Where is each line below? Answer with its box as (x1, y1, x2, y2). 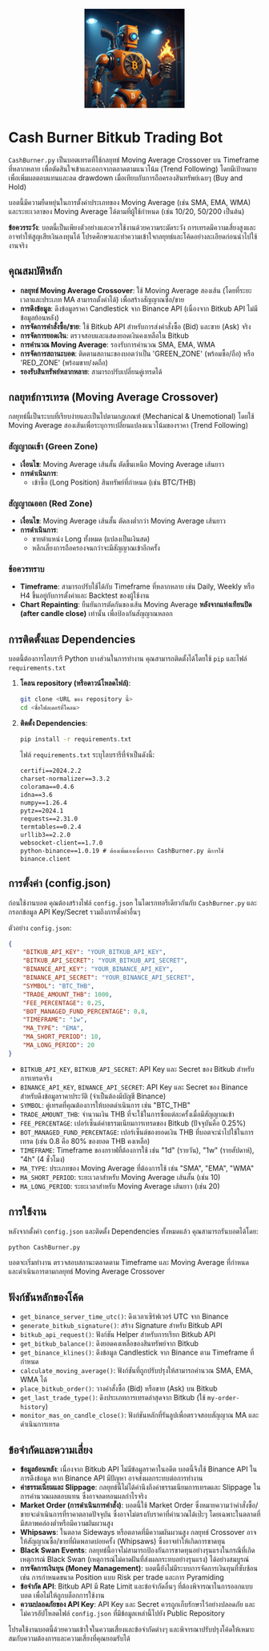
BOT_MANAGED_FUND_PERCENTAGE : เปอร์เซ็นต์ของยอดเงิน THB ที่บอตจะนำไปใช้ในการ (19, 1127, 255, 1137)
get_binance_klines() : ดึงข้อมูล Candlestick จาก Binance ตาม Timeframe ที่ (19, 1347, 255, 1358)
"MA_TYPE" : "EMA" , (22, 1025, 84, 1033)
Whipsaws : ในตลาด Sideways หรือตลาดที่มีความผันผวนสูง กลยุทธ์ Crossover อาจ (19, 1528, 257, 1537)
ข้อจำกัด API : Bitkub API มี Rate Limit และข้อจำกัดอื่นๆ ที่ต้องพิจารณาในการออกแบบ (19, 1581, 254, 1591)
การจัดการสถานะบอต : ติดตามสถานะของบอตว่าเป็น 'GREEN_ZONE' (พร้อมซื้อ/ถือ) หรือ (19, 348, 255, 358)
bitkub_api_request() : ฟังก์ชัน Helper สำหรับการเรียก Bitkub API (19, 1330, 216, 1339)
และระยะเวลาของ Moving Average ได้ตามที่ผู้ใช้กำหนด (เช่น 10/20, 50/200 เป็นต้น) (8, 206, 245, 216)
